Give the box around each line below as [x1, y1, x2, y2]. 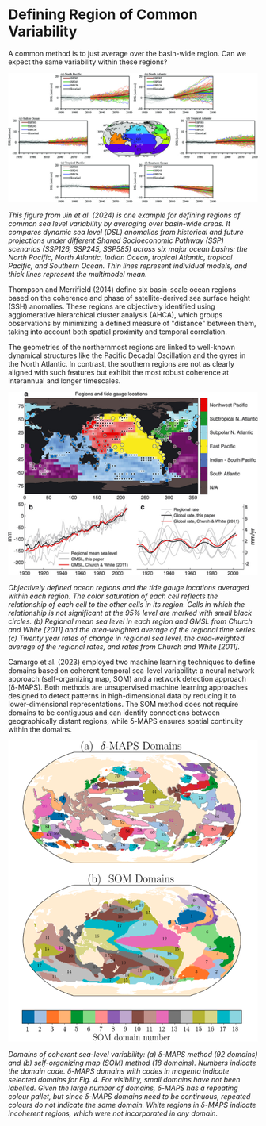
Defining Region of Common [8, 6, 198, 24]
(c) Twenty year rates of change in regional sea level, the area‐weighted [8, 633, 245, 643]
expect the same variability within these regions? [8, 57, 168, 67]
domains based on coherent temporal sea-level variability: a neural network [8, 665, 255, 675]
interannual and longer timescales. [8, 375, 121, 386]
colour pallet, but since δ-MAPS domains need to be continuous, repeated [8, 1091, 251, 1101]
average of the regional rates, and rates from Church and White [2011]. [8, 641, 240, 651]
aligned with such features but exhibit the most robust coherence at [8, 367, 230, 377]
